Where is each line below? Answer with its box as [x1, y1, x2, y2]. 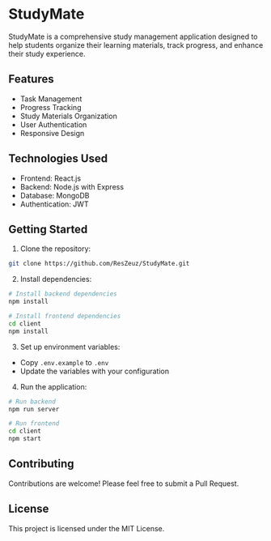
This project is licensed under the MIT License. [8, 523, 165, 533]
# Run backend [8, 398, 57, 406]
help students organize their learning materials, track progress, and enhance [8, 40, 264, 49]
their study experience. [8, 49, 86, 58]
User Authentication [19, 119, 87, 130]
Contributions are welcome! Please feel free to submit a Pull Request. [8, 479, 239, 488]
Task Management [19, 94, 83, 104]
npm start [8, 435, 42, 443]
